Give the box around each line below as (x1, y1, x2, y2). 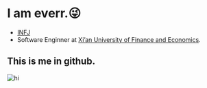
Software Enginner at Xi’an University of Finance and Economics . (16, 35, 201, 43)
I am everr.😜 (7, 5, 81, 21)
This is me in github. (7, 56, 96, 67)
